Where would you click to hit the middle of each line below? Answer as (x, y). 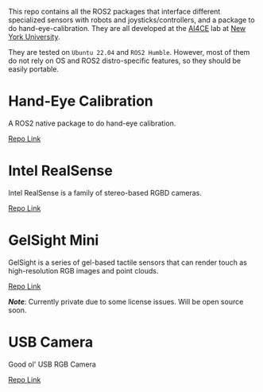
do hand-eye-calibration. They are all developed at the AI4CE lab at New (127, 28)
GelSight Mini (54, 241)
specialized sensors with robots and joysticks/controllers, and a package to (132, 20)
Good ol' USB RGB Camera (52, 364)
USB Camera (51, 342)
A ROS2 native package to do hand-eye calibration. (92, 123)
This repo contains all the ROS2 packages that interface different (114, 12)
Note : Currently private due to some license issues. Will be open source (126, 301)
